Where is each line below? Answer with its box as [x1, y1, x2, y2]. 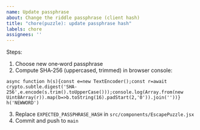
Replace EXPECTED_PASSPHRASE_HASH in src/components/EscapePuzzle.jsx [15, 110, 195, 118]
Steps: [6, 48, 22, 56]
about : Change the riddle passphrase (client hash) [6, 15, 140, 21]
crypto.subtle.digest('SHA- [6, 84, 78, 90]
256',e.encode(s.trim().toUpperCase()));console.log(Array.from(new [6, 89, 184, 95]
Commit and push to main [15, 117, 79, 125]
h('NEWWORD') [6, 100, 40, 106]
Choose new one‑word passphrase [15, 60, 103, 68]
